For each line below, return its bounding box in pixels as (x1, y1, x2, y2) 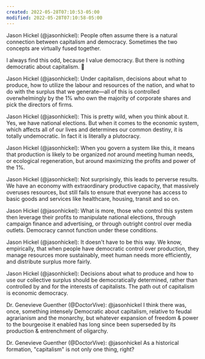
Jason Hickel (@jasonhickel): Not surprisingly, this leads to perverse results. (6, 175, 199, 183)
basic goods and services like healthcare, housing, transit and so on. (6, 195, 180, 202)
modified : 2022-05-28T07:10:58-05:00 (6, 15, 103, 21)
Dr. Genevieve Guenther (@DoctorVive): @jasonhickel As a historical (6, 339, 179, 346)
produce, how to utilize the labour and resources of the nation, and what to (6, 81, 195, 89)
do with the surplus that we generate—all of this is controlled (6, 88, 160, 95)
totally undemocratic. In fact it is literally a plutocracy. (6, 132, 141, 140)
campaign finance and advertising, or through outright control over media (6, 220, 192, 227)
